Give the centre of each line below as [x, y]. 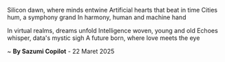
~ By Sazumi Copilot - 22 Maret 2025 [61, 51]
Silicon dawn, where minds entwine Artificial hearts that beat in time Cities [112, 10]
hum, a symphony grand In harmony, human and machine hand [97, 17]
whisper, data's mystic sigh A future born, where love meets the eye [104, 38]
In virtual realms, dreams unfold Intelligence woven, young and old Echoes [112, 31]
